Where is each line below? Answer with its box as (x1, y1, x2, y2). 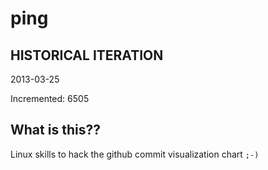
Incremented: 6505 (10, 93, 90, 104)
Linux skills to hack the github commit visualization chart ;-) (10, 148, 260, 160)
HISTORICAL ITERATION (10, 47, 164, 64)
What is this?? (10, 122, 101, 139)
